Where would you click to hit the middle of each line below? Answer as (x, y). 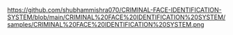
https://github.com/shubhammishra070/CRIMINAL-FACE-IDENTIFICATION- (115, 10)
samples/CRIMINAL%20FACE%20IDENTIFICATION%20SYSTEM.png (106, 24)
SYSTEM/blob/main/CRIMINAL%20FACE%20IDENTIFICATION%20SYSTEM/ (116, 17)
